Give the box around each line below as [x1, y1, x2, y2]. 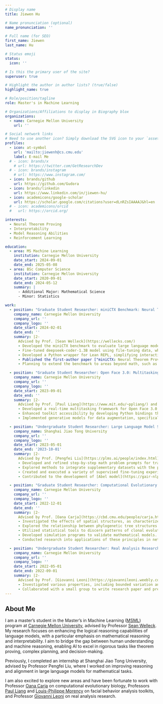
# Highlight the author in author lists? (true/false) [5, 83, 118, 88]
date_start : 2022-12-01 [14, 501, 62, 506]
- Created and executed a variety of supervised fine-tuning [17, 469, 145, 474]
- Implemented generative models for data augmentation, [17, 415, 136, 420]
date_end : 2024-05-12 [14, 280, 57, 285]
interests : [5, 217, 27, 222]
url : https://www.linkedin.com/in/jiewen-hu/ [14, 190, 108, 195]
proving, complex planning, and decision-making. [5, 649, 104, 654]
